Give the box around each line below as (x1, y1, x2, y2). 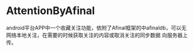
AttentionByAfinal (6, 4, 95, 18)
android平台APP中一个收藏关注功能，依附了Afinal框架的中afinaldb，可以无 (6, 24, 187, 31)
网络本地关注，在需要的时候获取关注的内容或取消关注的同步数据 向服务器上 (6, 31, 188, 39)
